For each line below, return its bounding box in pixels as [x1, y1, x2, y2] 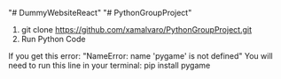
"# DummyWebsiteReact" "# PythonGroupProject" [8, 8, 192, 18]
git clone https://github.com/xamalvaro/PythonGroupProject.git [20, 25, 252, 34]
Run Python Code [20, 34, 86, 44]
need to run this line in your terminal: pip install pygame [8, 61, 211, 70]
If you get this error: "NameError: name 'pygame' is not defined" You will [8, 51, 273, 61]
